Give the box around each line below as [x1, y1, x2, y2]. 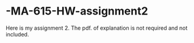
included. [5, 30, 29, 38]
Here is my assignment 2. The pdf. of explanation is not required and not [5, 24, 188, 31]
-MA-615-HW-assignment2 [5, 4, 148, 18]
